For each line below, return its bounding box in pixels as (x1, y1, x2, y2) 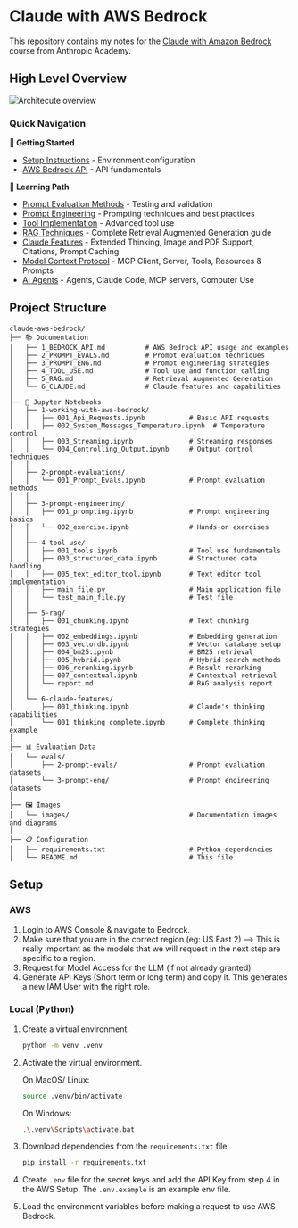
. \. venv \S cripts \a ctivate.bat (21, 1124, 136, 1134)
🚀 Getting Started (9, 137, 75, 148)
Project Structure (9, 301, 107, 316)
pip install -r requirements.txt (21, 1158, 147, 1167)
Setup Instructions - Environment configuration (21, 154, 195, 166)
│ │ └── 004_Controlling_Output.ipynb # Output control (9, 444, 253, 453)
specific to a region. (21, 952, 96, 963)
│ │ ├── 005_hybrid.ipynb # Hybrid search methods (9, 655, 281, 664)
